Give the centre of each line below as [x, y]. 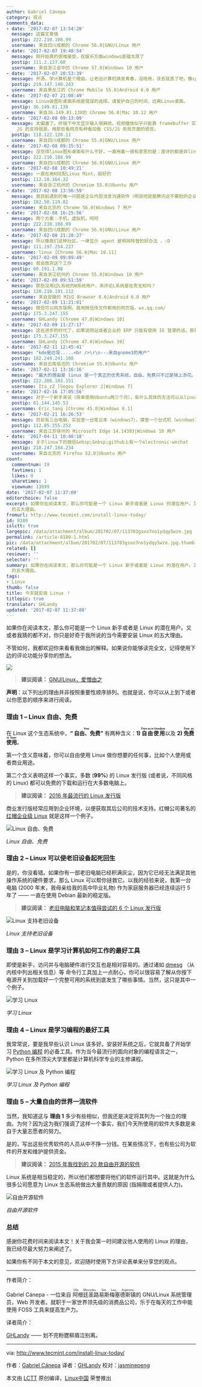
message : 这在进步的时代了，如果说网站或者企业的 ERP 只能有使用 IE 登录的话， [101, 330]
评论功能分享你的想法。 [46, 655]
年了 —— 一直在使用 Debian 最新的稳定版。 [60, 895]
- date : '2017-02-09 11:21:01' [45, 302]
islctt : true [23, 526]
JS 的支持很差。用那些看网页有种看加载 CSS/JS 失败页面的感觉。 [88, 129]
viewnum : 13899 [31, 487]
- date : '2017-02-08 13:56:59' [45, 191]
